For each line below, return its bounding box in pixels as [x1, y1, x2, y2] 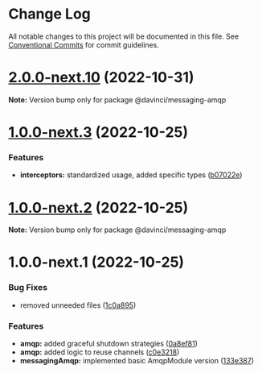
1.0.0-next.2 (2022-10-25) [8, 198, 189, 217]
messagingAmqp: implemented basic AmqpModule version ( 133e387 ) [19, 356, 255, 366]
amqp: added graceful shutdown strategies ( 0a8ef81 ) [19, 339, 199, 349]
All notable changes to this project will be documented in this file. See [8, 31, 239, 41]
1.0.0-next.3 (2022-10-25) [8, 123, 189, 142]
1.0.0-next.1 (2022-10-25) [8, 253, 185, 271]
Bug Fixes [8, 282, 48, 293]
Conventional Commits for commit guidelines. [8, 39, 159, 49]
